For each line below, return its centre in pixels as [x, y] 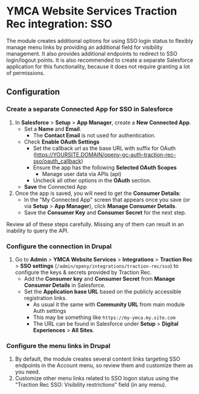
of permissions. [26, 73]
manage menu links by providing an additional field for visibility [84, 47]
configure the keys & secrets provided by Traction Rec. [83, 272]
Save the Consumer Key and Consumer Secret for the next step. [105, 212]
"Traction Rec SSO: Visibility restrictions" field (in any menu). [91, 385]
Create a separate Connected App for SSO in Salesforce [90, 109]
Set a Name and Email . [52, 129]
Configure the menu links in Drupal [58, 346]
